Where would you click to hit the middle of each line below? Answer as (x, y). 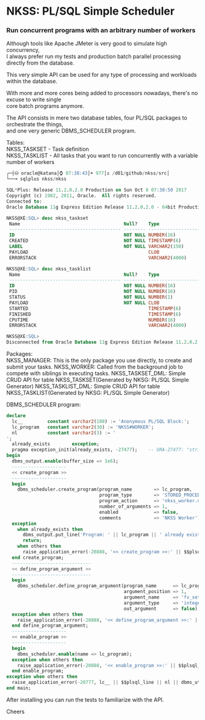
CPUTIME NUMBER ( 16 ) (92, 320)
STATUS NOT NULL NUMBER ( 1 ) (91, 297)
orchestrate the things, (35, 124)
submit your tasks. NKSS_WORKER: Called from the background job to (95, 367)
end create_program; (38, 557)
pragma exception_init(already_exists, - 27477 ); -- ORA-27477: (98, 450)
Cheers (16, 711)
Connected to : (24, 201)
